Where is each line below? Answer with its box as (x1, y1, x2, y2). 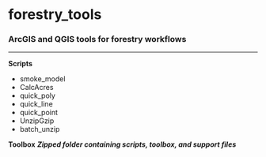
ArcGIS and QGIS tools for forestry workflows (8, 34, 187, 45)
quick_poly (19, 91, 55, 100)
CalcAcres (19, 83, 54, 92)
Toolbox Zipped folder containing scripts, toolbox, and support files (8, 140, 237, 149)
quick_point (19, 108, 58, 118)
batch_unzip (19, 125, 60, 134)
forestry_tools (8, 6, 102, 24)
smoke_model (19, 74, 66, 84)
